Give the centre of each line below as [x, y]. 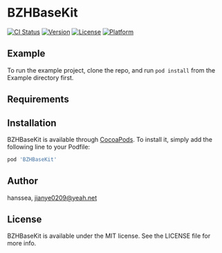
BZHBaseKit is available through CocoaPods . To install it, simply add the [110, 139]
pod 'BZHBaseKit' [32, 159]
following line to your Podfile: [49, 147]
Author [22, 181]
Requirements [38, 99]
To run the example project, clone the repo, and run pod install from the [111, 70]
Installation [32, 123]
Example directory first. [40, 77]
